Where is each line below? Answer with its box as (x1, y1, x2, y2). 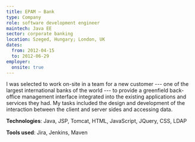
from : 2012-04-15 (11, 48, 55, 54)
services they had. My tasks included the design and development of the (6, 100, 185, 107)
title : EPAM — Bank (6, 8, 55, 15)
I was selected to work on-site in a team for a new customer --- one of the (6, 81, 189, 88)
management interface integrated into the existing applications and (21, 93, 187, 100)
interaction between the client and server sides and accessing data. (6, 106, 173, 113)
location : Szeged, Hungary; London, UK (6, 36, 106, 42)
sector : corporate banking (6, 31, 73, 37)
